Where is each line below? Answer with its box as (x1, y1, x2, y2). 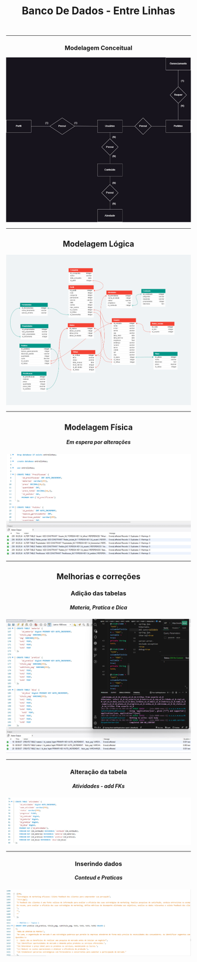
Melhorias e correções (56, 572, 141, 582)
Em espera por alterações (66, 439, 131, 446)
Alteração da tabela (70, 768, 127, 776)
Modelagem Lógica (62, 239, 135, 249)
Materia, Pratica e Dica (69, 604, 128, 611)
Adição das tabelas (70, 589, 127, 597)
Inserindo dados (74, 860, 123, 868)
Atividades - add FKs (72, 782, 125, 789)
